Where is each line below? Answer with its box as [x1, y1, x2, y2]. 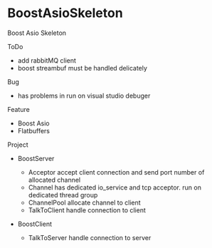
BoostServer [17, 154, 55, 162]
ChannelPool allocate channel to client [28, 198, 141, 207]
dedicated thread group [28, 190, 98, 199]
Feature [7, 105, 30, 113]
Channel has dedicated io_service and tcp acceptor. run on [28, 183, 201, 192]
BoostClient [17, 219, 52, 228]
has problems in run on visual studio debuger [17, 91, 151, 100]
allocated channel [28, 175, 80, 184]
